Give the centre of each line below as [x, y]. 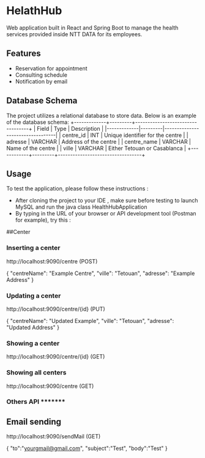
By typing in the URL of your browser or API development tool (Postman [106, 214]
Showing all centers [36, 373]
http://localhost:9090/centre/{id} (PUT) [56, 309]
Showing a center [33, 343]
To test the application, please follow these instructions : [77, 188]
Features [24, 54]
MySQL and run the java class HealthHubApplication [81, 207]
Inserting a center [33, 248]
